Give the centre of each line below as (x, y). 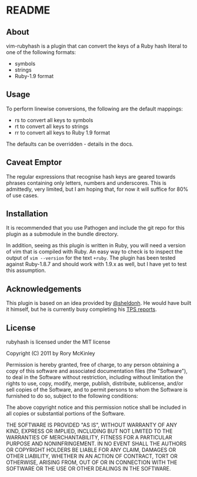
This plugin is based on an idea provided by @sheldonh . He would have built (99, 303)
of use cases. (23, 195)
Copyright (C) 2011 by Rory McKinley (51, 354)
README (28, 10)
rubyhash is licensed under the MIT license (58, 342)
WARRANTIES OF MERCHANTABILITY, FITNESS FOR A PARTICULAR (89, 438)
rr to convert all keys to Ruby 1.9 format (62, 132)
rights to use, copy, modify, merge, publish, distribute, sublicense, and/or (95, 384)
